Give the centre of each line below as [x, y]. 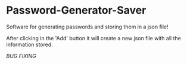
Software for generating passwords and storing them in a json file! [87, 27]
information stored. [30, 44]
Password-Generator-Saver [76, 10]
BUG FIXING [21, 56]
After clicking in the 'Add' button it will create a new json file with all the [94, 38]
